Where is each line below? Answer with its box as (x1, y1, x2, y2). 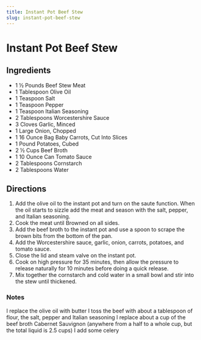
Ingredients (6, 65, 51, 76)
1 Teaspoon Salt (15, 94, 55, 102)
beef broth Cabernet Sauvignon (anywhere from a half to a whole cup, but (6, 320, 192, 327)
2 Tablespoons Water (15, 166, 69, 173)
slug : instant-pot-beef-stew (6, 15, 80, 21)
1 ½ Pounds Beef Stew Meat (15, 81, 86, 89)
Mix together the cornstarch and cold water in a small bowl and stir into (15, 272, 194, 279)
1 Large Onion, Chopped (15, 127, 76, 135)
